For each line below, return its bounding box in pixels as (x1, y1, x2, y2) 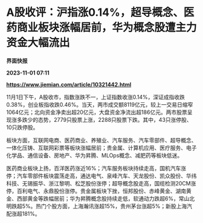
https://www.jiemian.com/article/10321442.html (6, 81, 132, 88)
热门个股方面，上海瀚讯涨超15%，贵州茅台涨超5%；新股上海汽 (36, 202, 192, 210)
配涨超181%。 (6, 210, 40, 217)
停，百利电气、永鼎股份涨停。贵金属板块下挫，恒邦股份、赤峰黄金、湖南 (6, 187, 186, 195)
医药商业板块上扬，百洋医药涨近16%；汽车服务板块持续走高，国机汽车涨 (6, 164, 187, 171)
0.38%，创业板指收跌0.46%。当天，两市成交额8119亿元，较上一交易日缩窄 (6, 101, 193, 108)
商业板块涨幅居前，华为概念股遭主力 (17, 21, 198, 35)
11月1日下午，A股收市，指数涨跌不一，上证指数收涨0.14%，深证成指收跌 (6, 93, 185, 101)
